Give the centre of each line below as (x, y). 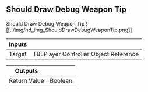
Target (18, 54)
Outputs (27, 70)
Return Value (27, 80)
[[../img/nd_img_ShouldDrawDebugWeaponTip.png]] (69, 30)
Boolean (61, 80)
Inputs (18, 44)
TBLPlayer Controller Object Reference (86, 54)
